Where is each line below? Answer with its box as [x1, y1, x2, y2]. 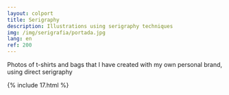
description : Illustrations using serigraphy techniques [7, 23, 173, 29]
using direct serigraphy [7, 68, 73, 76]
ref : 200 [7, 42, 32, 49]
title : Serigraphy [7, 16, 60, 23]
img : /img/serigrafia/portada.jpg [7, 29, 106, 36]
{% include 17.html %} [7, 81, 69, 89]
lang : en [7, 36, 32, 42]
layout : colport [7, 10, 53, 17]
